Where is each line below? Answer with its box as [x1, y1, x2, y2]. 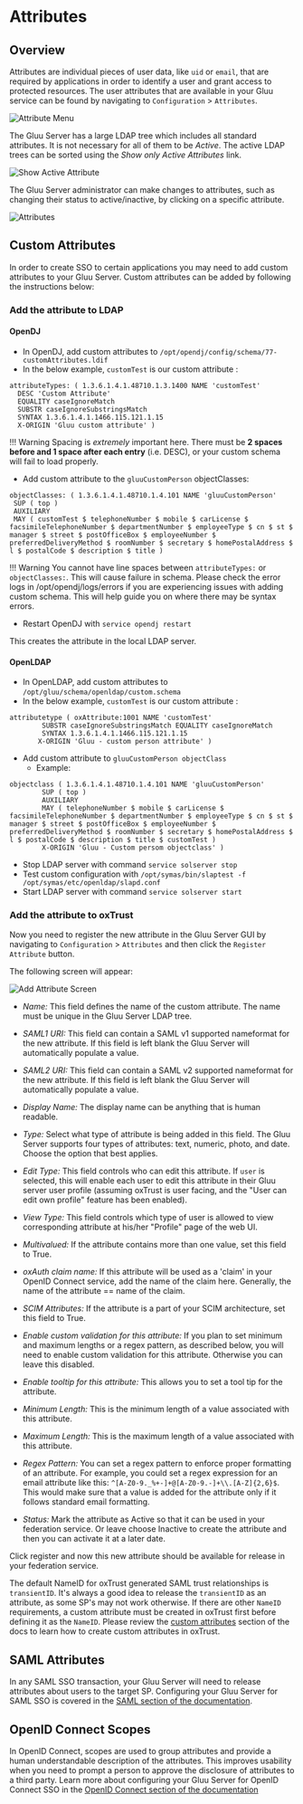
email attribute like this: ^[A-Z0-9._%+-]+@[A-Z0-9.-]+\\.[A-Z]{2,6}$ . [22, 1477, 280, 1488]
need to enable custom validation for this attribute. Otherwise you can [22, 1350, 283, 1361]
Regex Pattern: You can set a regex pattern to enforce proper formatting [22, 1458, 292, 1469]
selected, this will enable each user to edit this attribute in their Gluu [22, 1175, 276, 1186]
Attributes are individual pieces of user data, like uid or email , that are [9, 66, 270, 77]
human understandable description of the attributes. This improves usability [9, 1755, 292, 1766]
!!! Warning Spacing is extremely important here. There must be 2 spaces [9, 436, 283, 447]
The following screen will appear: [9, 966, 134, 977]
